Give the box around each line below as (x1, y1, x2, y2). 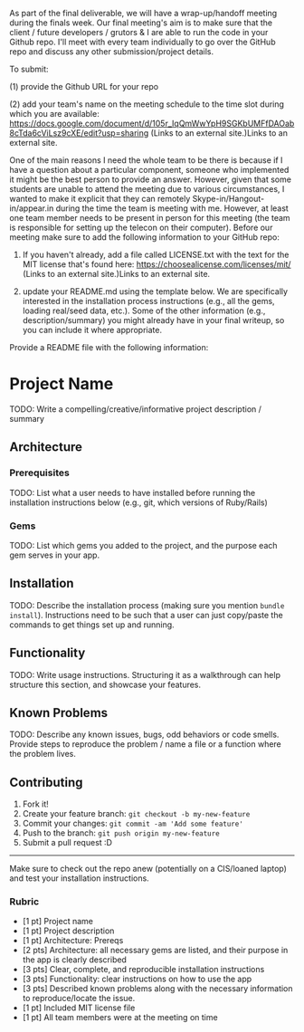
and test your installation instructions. (9, 873, 149, 884)
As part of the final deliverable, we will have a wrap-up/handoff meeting (9, 8, 278, 18)
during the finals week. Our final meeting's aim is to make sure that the (9, 17, 273, 28)
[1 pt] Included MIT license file (22, 1002, 136, 1013)
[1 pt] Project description (22, 925, 115, 936)
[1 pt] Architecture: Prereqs (22, 935, 124, 946)
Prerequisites (9, 466, 70, 479)
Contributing (9, 774, 83, 790)
